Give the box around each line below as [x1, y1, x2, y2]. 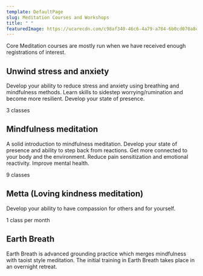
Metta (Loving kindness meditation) [6, 188, 144, 199]
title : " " [6, 20, 34, 26]
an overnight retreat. [6, 263, 57, 270]
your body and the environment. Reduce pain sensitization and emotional [6, 153, 188, 160]
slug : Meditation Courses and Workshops [6, 14, 110, 21]
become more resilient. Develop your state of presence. [6, 95, 145, 103]
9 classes [6, 171, 30, 178]
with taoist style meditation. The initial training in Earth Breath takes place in [6, 256, 195, 263]
